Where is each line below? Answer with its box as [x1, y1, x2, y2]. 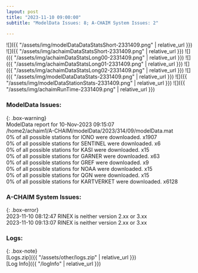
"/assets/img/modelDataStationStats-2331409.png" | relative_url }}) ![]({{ [6, 79, 185, 87]
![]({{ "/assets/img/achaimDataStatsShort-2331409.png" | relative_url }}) [6, 48, 184, 55]
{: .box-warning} [6, 114, 47, 121]
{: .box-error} [6, 206, 39, 213]
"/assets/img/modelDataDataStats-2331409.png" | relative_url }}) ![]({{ [14, 73, 187, 81]
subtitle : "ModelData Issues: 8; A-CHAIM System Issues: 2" [6, 20, 159, 26]
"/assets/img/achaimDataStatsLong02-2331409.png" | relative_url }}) [14, 67, 184, 74]
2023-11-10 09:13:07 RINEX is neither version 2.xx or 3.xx [6, 219, 147, 226]
